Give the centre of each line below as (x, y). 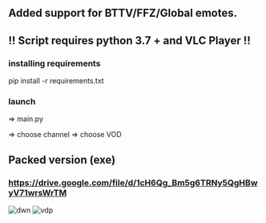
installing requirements (54, 63)
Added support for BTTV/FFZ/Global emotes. (123, 13)
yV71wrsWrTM (38, 193)
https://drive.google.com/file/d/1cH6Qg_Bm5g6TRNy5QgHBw (133, 182)
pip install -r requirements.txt (56, 81)
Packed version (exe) (62, 160)
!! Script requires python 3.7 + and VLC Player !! (129, 41)
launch (22, 101)
